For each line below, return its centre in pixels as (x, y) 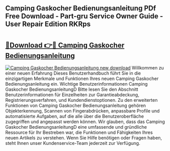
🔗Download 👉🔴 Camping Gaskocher (65, 45)
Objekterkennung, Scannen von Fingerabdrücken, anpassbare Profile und (82, 111)
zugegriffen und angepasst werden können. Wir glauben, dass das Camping (85, 122)
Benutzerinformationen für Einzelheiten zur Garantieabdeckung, (72, 95)
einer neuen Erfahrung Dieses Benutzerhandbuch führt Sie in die (73, 73)
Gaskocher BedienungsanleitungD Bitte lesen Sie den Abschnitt (72, 89)
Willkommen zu (148, 68)
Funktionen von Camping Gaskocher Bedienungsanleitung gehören (76, 105)
